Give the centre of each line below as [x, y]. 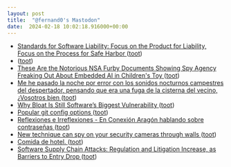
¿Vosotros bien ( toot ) [47, 98]
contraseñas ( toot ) [44, 127]
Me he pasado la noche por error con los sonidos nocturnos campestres [120, 83]
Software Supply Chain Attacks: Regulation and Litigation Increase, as [117, 149]
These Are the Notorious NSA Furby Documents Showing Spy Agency [117, 68]
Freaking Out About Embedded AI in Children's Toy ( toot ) [98, 76]
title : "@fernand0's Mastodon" [54, 20]
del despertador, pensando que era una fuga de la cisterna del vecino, [117, 90]
